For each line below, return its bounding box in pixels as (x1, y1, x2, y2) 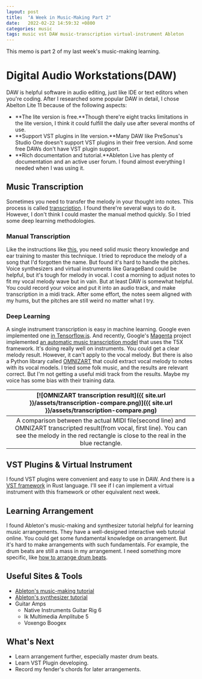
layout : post (6, 8, 39, 15)
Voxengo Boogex (23, 619, 67, 627)
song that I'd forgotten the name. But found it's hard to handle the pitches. (6, 258, 190, 266)
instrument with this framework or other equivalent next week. (6, 489, 161, 496)
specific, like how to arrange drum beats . (6, 554, 108, 561)
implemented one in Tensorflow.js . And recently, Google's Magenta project (6, 332, 191, 339)
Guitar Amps (14, 600, 46, 607)
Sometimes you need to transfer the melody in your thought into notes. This (6, 198, 194, 205)
